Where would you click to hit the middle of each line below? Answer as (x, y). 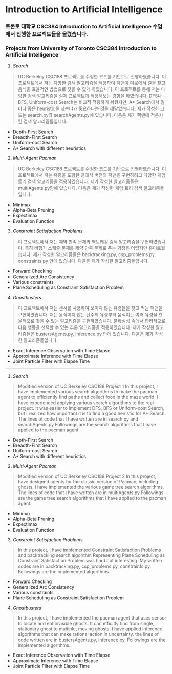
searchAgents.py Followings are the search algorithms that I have (87, 425)
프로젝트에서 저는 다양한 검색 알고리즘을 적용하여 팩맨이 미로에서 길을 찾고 (92, 83)
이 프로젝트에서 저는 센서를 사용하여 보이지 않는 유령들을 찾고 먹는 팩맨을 (90, 308)
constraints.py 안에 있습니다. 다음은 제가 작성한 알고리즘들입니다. (83, 261)
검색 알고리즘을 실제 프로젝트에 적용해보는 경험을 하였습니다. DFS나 (95, 96)
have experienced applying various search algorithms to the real (86, 403)
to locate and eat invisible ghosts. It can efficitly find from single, (86, 624)
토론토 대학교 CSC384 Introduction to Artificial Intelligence (79, 27)
